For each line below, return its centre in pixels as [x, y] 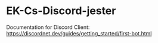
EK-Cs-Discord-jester [61, 11]
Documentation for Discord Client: [48, 27]
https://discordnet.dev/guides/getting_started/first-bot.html [79, 33]
